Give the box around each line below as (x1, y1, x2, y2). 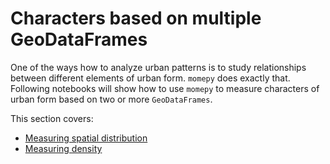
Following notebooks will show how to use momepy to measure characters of (10, 82, 320, 94)
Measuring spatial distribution (24, 132, 148, 144)
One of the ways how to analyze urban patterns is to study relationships (10, 61, 307, 73)
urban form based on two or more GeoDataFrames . (10, 93, 213, 105)
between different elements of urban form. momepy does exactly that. (10, 72, 291, 84)
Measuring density (24, 142, 103, 154)
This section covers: (10, 112, 94, 124)
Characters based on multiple (10, 7, 262, 30)
